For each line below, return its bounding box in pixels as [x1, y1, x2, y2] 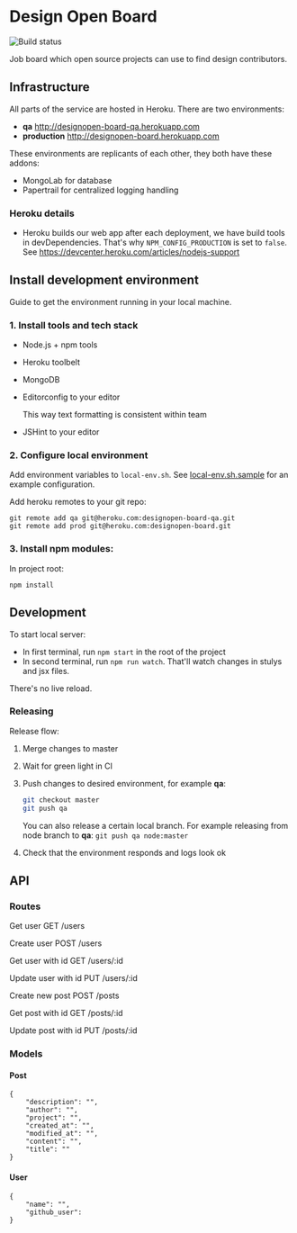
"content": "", [25, 1137, 83, 1147]
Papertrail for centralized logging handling [22, 184, 179, 195]
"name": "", [25, 1200, 70, 1209]
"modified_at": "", [25, 1129, 99, 1138]
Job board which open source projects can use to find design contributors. [9, 53, 288, 64]
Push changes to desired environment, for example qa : [22, 778, 227, 788]
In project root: [9, 562, 65, 573]
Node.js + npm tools [22, 339, 98, 350]
